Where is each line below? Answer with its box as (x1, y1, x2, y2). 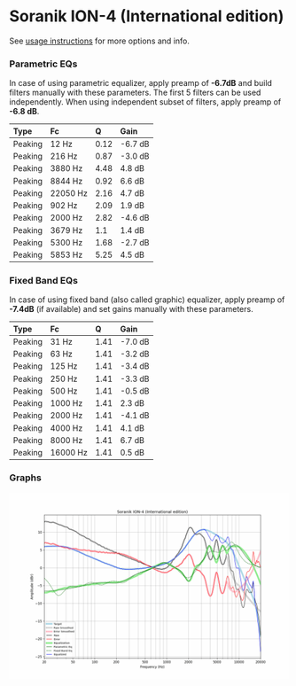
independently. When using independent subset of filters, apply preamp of (9, 97, 282, 107)
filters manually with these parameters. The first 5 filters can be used (9, 87, 261, 98)
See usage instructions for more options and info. (9, 35, 191, 46)
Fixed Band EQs (9, 274, 78, 286)
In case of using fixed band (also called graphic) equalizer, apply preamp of (9, 294, 285, 305)
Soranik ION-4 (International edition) (9, 6, 284, 27)
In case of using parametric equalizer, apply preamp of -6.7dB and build (9, 78, 273, 89)
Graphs (9, 472, 42, 484)
